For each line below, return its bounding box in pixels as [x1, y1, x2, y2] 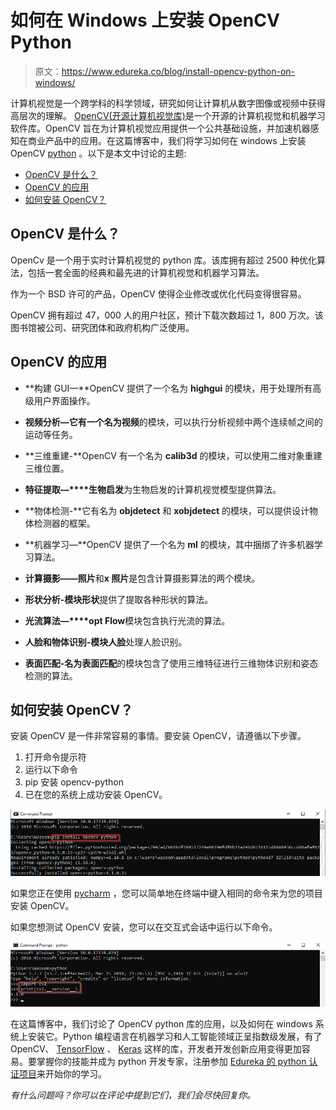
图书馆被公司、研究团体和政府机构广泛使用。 [10, 321, 195, 333]
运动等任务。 [24, 428, 78, 440]
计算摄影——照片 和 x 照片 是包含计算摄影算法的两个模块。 [24, 572, 261, 584]
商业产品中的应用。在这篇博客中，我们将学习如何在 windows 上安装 [27, 134, 307, 146]
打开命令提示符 [24, 751, 87, 763]
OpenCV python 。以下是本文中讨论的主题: [10, 147, 187, 159]
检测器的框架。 [33, 517, 96, 529]
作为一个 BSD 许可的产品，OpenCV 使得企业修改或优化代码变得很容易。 [10, 287, 307, 300]
